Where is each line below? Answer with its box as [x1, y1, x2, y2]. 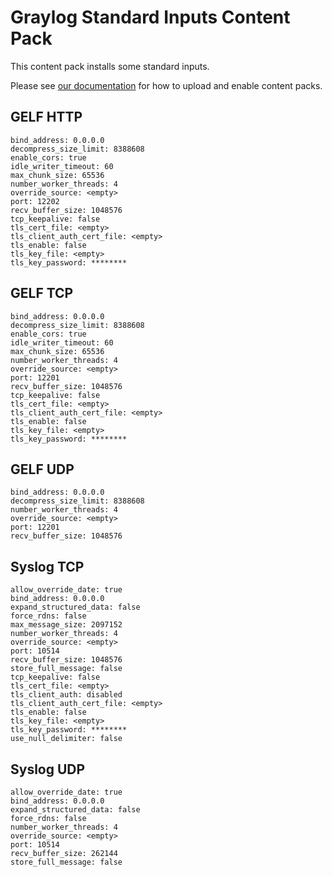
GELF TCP [10, 285, 74, 302]
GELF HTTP [10, 109, 83, 126]
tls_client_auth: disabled [10, 690, 123, 700]
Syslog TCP [10, 558, 85, 575]
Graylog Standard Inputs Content [10, 6, 291, 29]
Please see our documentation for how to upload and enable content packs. [10, 79, 323, 91]
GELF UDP [10, 461, 75, 478]
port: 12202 [10, 196, 60, 206]
